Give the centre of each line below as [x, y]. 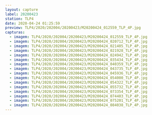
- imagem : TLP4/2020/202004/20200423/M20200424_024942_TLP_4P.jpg [78, 55]
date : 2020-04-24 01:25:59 [33, 23]
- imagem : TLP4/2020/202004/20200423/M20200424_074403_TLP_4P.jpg [78, 96]
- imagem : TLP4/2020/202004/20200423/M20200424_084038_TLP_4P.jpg [78, 105]
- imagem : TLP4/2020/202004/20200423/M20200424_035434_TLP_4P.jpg [78, 60]
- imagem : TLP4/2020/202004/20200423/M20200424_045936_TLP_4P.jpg [78, 73]
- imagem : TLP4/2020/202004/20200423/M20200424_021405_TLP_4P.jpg [78, 46]
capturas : [15, 32]
